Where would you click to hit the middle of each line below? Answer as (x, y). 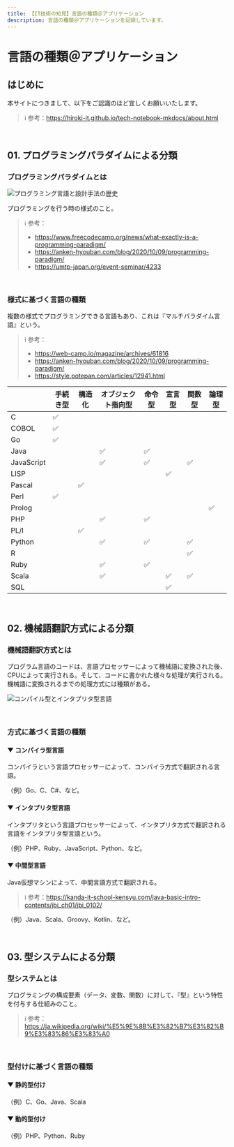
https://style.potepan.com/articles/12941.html (100, 376)
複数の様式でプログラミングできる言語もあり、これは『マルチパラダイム (111, 316)
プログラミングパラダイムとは (57, 177)
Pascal (22, 485)
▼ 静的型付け (26, 1085)
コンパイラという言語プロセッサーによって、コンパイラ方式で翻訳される (111, 767)
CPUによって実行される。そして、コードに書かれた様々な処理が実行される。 (117, 675)
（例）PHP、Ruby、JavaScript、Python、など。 (77, 848)
